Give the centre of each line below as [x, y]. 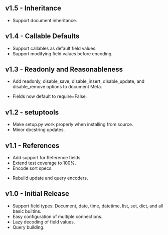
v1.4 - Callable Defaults [42, 36]
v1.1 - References [32, 145]
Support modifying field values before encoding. [62, 53]
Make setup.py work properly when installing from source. [73, 125]
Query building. [28, 227]
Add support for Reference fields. [47, 158]
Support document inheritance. [45, 20]
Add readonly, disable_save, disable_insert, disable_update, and [78, 81]
